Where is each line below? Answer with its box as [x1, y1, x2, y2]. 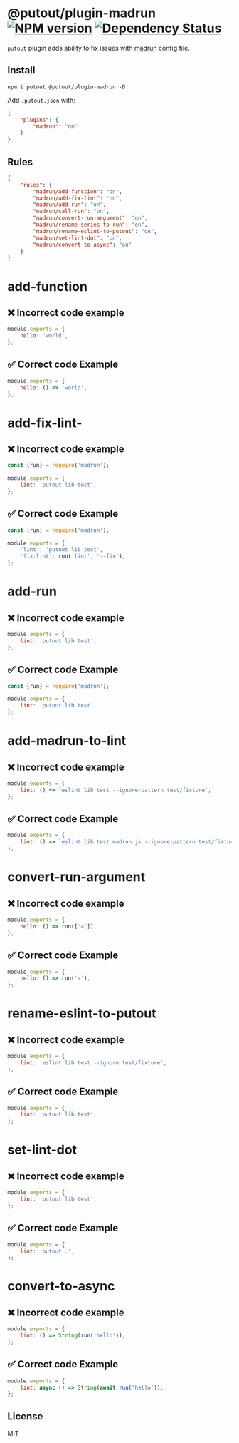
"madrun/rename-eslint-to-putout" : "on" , [33, 227, 158, 235]
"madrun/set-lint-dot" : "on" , [33, 234, 122, 242]
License [7, 1410, 43, 1422]
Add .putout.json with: [7, 96, 76, 104]
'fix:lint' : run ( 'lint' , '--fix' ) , [20, 553, 126, 560]
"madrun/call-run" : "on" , [33, 208, 110, 215]
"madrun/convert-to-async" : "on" [33, 241, 132, 248]
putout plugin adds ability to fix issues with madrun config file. [7, 43, 190, 52]
